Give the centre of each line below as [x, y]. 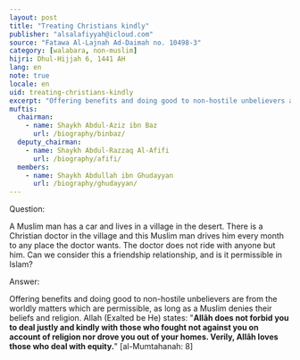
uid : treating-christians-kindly [71, 92]
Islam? [21, 264]
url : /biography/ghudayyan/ [85, 184]
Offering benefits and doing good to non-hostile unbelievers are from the [143, 299]
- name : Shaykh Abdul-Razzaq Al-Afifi [97, 150]
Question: [27, 209]
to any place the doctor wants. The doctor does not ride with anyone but [142, 246]
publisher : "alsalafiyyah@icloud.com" [81, 34]
